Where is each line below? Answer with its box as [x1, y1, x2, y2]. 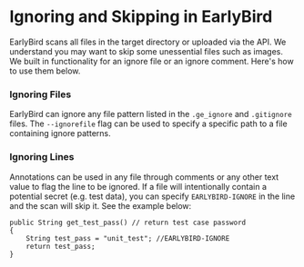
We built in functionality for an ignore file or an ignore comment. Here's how [9, 55, 294, 66]
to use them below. [9, 65, 81, 76]
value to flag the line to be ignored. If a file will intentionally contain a [9, 181, 267, 192]
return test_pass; [25, 242, 96, 251]
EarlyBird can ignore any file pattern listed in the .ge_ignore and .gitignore [9, 109, 293, 120]
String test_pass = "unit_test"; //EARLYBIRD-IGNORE [25, 233, 230, 242]
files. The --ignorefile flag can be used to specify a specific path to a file [9, 118, 289, 129]
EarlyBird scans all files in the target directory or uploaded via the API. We [9, 36, 287, 47]
